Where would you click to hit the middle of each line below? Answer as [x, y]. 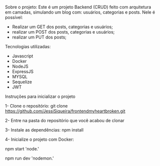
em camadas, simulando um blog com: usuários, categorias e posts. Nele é [80, 12]
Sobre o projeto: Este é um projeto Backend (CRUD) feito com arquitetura [78, 7]
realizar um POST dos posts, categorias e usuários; [63, 32]
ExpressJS [23, 72]
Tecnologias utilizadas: [28, 46]
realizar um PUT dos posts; [39, 37]
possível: [14, 17]
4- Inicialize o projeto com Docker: [40, 139]
